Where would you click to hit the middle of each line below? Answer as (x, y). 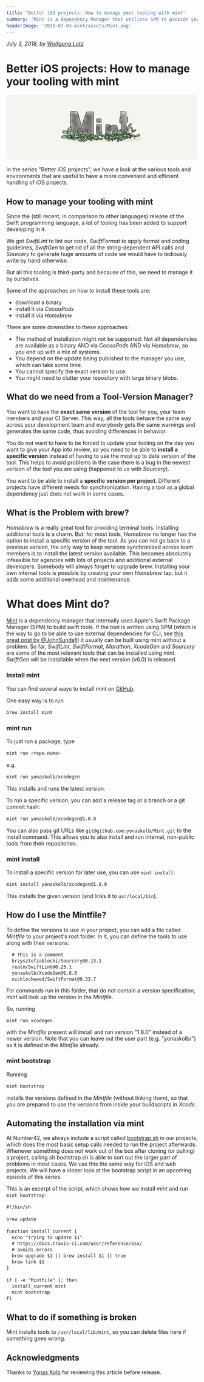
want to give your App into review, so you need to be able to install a (92, 449)
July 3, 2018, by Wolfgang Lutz (45, 44)
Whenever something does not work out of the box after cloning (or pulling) (101, 1151)
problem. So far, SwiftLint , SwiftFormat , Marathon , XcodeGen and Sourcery (101, 647)
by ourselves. (23, 279)
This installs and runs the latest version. (56, 788)
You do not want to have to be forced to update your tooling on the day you (100, 443)
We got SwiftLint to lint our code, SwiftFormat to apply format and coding (98, 241)
